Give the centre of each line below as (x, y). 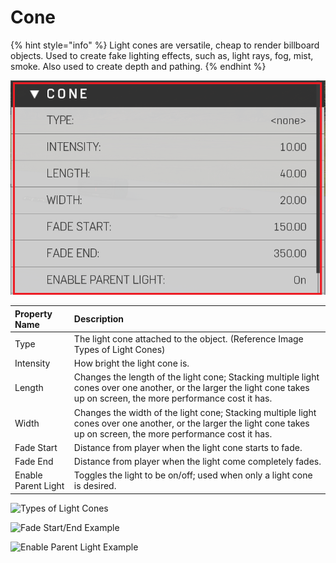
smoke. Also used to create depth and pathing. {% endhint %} (138, 66)
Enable (28, 475)
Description (98, 319)
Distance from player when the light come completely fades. (197, 462)
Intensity (32, 363)
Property (33, 313)
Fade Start (36, 447)
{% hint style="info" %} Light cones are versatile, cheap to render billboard (165, 45)
